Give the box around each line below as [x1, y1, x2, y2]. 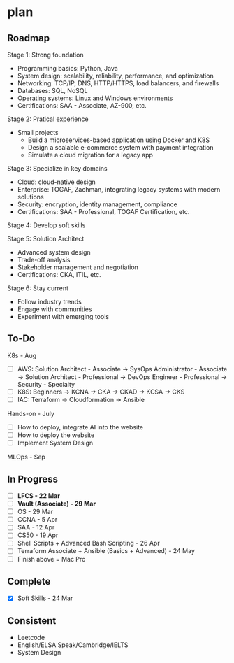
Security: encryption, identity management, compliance [17, 200, 178, 208]
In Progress [7, 473, 58, 485]
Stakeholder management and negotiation [17, 263, 138, 271]
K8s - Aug [7, 351, 37, 359]
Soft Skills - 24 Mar [17, 594, 73, 602]
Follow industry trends [17, 298, 82, 306]
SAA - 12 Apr [17, 523, 55, 532]
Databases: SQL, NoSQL [17, 87, 88, 94]
